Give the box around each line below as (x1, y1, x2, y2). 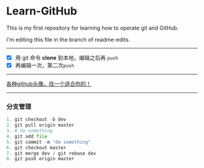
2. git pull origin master (6, 122, 75, 128)
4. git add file (6, 133, 47, 140)
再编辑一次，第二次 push (15, 62, 75, 69)
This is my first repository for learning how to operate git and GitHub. (6, 24, 179, 31)
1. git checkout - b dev (6, 117, 67, 123)
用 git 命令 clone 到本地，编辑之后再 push (15, 54, 118, 61)
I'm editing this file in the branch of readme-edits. (6, 36, 131, 43)
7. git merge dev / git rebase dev (6, 150, 97, 157)
